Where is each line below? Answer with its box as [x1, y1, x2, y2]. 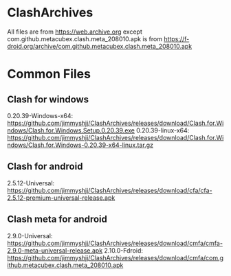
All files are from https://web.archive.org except [7, 27, 142, 36]
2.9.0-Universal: [7, 231, 53, 240]
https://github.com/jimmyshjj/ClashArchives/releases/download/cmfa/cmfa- [7, 239, 223, 247]
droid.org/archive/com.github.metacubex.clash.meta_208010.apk [7, 42, 192, 50]
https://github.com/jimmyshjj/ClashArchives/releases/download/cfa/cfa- [7, 186, 212, 194]
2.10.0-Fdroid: [104, 246, 143, 255]
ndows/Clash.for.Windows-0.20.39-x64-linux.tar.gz [7, 141, 153, 149]
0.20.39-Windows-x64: [7, 111, 74, 119]
